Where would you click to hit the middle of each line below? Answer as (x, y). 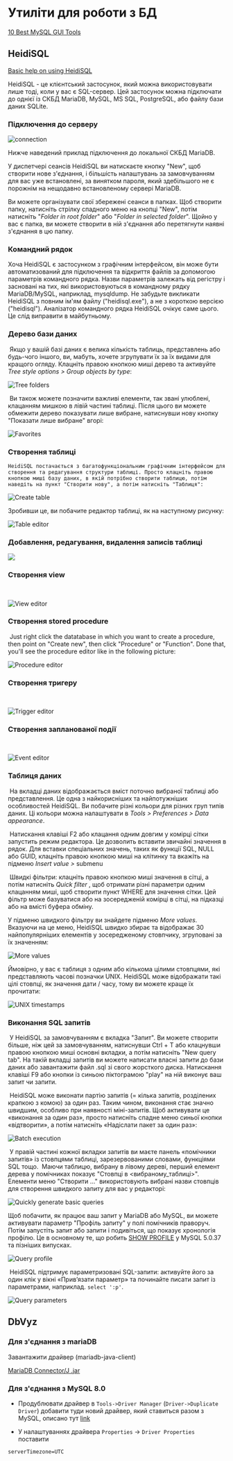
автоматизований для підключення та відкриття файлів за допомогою (112, 272)
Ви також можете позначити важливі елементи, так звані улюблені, (110, 398)
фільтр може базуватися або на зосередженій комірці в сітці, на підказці (116, 899)
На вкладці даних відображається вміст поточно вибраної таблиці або (114, 791)
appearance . (26, 820)
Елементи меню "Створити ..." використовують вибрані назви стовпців (113, 1181)
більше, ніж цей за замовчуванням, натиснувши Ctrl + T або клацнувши (114, 1045)
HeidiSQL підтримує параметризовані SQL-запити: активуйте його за (112, 1272)
